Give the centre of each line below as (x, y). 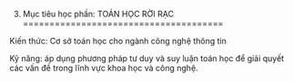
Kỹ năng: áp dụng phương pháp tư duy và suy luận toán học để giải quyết (147, 58)
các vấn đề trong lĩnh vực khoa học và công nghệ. (104, 68)
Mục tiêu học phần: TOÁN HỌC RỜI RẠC (98, 14)
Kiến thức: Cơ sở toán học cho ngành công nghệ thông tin (118, 41)
